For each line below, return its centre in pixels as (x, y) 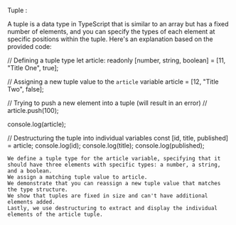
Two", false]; (26, 89)
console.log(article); (37, 124)
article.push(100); (33, 110)
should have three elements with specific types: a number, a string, (114, 165)
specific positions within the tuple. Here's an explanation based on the (110, 39)
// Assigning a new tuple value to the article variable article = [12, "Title (113, 82)
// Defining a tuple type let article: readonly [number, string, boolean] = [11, (117, 60)
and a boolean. (30, 171)
